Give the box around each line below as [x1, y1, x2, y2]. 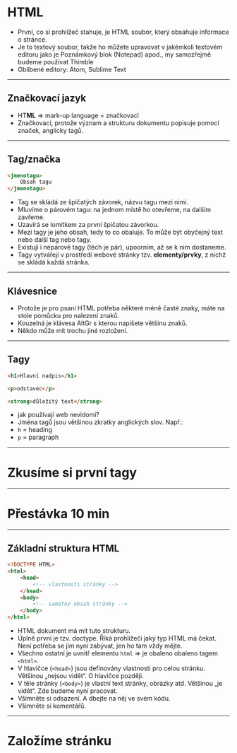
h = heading [17, 426, 53, 434]
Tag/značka [7, 153, 61, 165]
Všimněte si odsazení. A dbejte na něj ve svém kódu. [17, 694, 171, 702]
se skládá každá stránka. [17, 258, 90, 267]
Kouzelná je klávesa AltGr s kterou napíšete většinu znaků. [17, 319, 188, 327]
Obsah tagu [20, 178, 52, 186]
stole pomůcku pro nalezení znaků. [17, 312, 120, 320]
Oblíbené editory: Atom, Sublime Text [17, 65, 126, 74]
